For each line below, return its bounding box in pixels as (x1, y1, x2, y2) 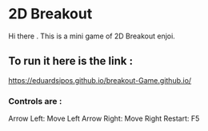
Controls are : (8, 95, 62, 106)
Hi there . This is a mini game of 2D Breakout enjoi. (8, 31, 176, 41)
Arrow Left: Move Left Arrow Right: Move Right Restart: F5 (8, 113, 200, 124)
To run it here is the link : (8, 54, 134, 68)
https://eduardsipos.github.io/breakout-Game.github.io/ (8, 75, 192, 85)
